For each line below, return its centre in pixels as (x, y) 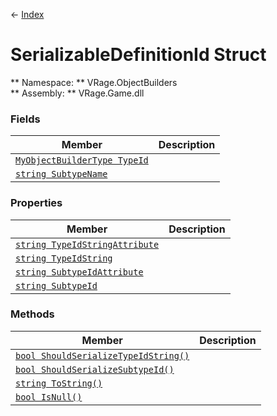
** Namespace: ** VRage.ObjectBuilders (94, 82)
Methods (32, 314)
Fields (25, 119)
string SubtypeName (61, 174)
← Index (27, 14)
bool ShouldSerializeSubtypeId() (95, 369)
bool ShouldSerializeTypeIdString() (102, 355)
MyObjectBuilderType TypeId (82, 160)
